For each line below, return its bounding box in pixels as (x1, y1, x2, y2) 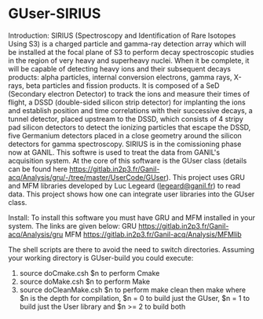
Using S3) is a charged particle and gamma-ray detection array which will (8, 38, 247, 48)
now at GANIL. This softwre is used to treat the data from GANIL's (8, 147, 221, 157)
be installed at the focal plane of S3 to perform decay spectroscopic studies (8, 47, 254, 57)
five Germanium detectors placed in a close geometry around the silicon (8, 130, 242, 140)
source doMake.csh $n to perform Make (19, 277, 151, 286)
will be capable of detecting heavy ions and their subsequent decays (8, 64, 232, 73)
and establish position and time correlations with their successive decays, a (8, 105, 253, 115)
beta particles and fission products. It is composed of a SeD (26, 80, 220, 90)
